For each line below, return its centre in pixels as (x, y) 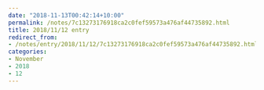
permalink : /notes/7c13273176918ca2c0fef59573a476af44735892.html (119, 23)
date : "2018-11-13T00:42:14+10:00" (66, 15)
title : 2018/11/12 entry (49, 30)
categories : (27, 52)
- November (26, 59)
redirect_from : (33, 37)
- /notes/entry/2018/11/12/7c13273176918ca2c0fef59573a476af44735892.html (133, 45)
